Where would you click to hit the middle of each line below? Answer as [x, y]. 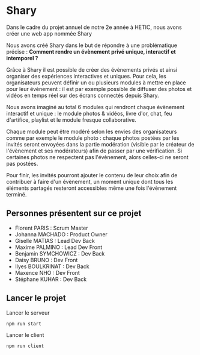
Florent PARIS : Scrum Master [51, 228]
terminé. [17, 194]
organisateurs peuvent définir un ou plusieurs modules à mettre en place [96, 83]
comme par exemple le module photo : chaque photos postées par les [93, 138]
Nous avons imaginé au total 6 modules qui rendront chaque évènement [95, 107]
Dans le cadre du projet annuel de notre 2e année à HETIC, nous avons [94, 27]
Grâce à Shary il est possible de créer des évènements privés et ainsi [92, 69]
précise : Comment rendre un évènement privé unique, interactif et [91, 51]
